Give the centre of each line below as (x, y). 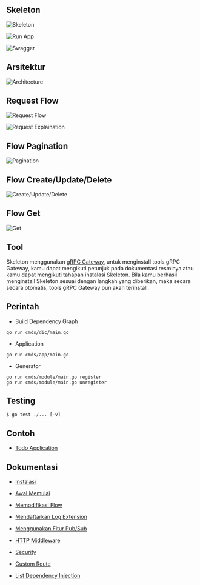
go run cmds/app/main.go (38, 355)
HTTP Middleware (38, 540)
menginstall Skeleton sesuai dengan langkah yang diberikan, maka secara (98, 281)
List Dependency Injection (48, 575)
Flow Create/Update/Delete (59, 180)
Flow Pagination (37, 146)
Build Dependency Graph (46, 321)
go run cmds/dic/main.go (38, 332)
